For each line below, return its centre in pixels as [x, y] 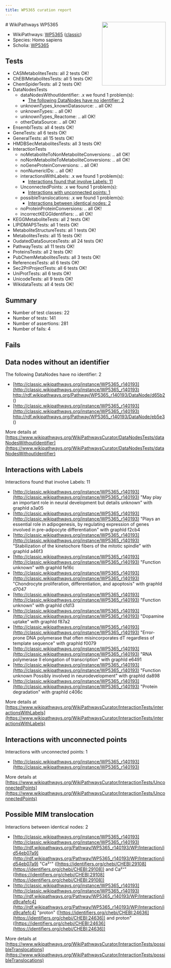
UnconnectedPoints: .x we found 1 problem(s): [69, 187]
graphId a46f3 [28, 551]
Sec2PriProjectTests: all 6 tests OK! [50, 268]
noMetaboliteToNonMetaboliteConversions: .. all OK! [75, 155]
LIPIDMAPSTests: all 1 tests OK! [46, 225]
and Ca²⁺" [116, 869]
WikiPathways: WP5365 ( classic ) [47, 34]
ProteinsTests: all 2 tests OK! [42, 252]
